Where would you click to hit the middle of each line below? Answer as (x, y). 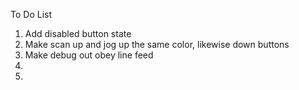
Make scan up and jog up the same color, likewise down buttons (157, 44)
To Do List (31, 14)
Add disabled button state (78, 33)
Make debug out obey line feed (89, 55)
